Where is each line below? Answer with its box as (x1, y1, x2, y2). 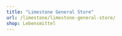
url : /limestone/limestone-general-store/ (6, 15, 116, 21)
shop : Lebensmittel (6, 20, 56, 26)
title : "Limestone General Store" (6, 9, 95, 15)
